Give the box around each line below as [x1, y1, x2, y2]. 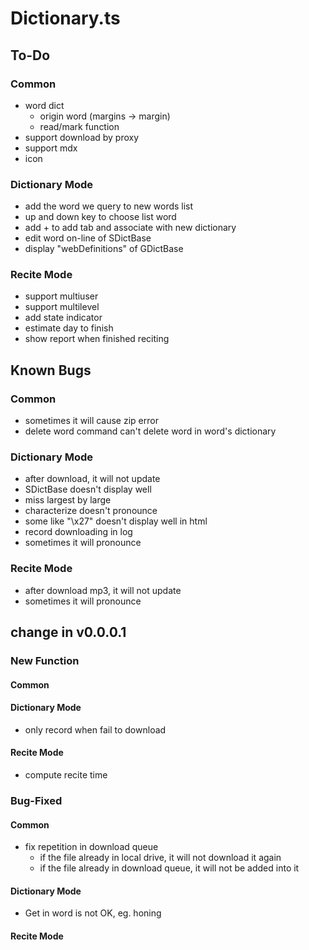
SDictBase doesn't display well [24, 483, 152, 496]
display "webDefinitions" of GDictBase [24, 243, 184, 255]
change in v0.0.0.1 [10, 624, 127, 641]
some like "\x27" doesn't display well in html [24, 515, 208, 527]
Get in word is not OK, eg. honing [24, 907, 162, 919]
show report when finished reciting [24, 333, 170, 345]
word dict [24, 99, 65, 111]
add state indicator [24, 312, 103, 324]
